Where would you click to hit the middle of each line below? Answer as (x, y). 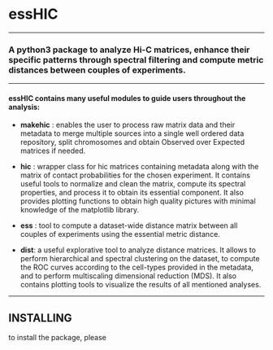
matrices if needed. (53, 151)
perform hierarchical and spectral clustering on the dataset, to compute (140, 259)
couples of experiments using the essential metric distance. (120, 234)
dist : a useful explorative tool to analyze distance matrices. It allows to (138, 250)
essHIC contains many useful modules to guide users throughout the (127, 98)
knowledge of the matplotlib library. (80, 210)
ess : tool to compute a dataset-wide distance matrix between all (129, 225)
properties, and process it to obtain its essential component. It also (132, 193)
